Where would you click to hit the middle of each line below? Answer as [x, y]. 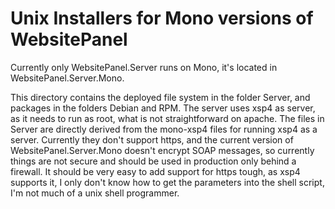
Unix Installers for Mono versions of [162, 18]
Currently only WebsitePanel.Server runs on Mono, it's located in [144, 67]
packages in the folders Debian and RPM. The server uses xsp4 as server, [163, 108]
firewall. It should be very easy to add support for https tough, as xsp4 [155, 171]
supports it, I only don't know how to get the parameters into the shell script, [167, 182]
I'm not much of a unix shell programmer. [95, 193]
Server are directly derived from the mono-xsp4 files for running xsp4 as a [164, 129]
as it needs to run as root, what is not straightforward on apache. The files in [167, 118]
